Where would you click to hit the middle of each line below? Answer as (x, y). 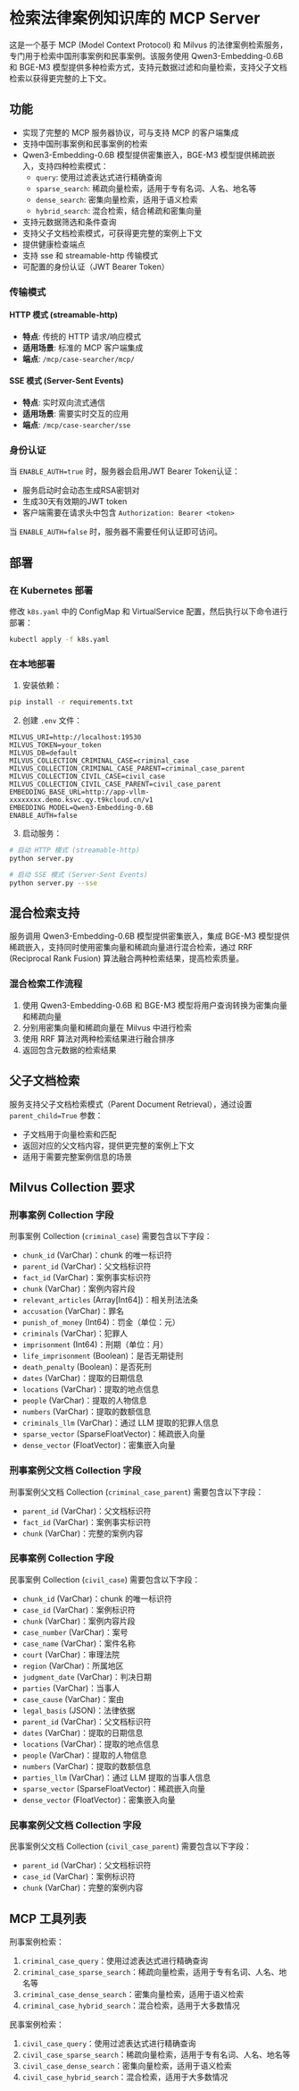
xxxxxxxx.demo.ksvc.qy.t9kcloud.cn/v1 (81, 800)
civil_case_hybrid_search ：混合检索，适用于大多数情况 (125, 2077)
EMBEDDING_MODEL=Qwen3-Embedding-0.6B (81, 808)
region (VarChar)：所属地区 (73, 1665)
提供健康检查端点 (54, 244)
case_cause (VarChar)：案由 (73, 1699)
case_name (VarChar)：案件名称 (79, 1643)
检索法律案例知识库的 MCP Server (135, 18)
